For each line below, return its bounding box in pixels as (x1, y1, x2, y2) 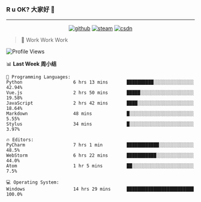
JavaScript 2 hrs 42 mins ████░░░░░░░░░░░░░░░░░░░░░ (6, 100, 194, 106)
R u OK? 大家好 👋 (6, 5, 55, 13)
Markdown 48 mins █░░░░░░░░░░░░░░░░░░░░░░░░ (6, 111, 194, 117)
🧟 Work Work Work (20, 36, 68, 44)
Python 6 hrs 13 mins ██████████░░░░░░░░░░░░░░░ (6, 79, 194, 85)
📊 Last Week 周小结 (6, 60, 57, 68)
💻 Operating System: (6, 179, 60, 186)
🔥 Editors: (6, 137, 34, 143)
